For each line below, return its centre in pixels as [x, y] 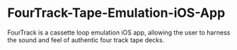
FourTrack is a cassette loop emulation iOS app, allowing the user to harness [119, 32]
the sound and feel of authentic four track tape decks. [86, 39]
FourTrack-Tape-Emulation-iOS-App [116, 13]
